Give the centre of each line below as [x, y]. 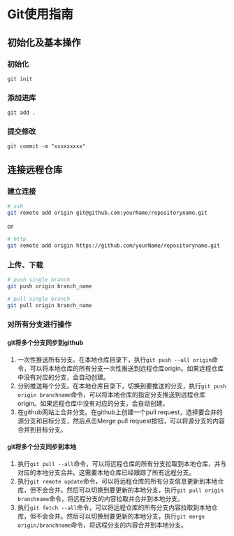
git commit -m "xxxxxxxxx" [46, 147]
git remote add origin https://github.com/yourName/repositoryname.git [114, 246]
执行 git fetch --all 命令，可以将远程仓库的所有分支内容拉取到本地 [114, 507]
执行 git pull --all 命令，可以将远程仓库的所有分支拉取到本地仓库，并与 [122, 463]
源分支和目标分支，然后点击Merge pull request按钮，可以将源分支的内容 [121, 421]
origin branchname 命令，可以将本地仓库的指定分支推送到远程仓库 [111, 394]
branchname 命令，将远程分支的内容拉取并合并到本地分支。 [100, 498]
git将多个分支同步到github [45, 342]
